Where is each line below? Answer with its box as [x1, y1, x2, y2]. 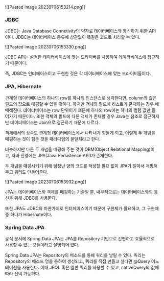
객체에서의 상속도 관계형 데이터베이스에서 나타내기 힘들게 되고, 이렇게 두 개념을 [5, 130, 156, 136]
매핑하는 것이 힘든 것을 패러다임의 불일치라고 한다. [5, 136, 101, 141]
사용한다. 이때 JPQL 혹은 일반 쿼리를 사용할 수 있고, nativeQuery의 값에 [22, 264, 159, 270]
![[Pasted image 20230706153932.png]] [5, 179, 87, 185]
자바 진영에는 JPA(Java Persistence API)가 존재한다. [11, 152, 114, 158]
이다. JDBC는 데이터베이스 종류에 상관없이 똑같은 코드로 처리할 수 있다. [5, 34, 141, 40]
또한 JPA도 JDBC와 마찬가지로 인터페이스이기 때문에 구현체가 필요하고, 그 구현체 [5, 205, 159, 211]
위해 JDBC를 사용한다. [14, 195, 57, 201]
